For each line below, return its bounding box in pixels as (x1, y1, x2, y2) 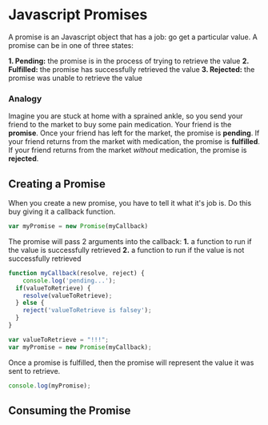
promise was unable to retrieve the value (8, 73, 142, 82)
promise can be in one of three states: (8, 40, 134, 50)
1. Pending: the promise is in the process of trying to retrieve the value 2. (8, 56, 250, 66)
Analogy (8, 93, 42, 104)
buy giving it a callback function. (8, 206, 116, 217)
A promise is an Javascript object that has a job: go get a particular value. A (8, 32, 258, 42)
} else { (15, 299, 45, 307)
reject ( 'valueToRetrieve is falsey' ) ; (22, 307, 152, 315)
